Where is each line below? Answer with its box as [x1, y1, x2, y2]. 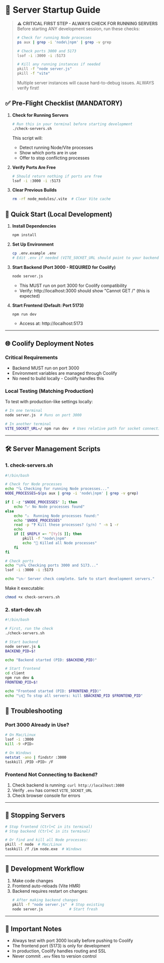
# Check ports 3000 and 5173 [17, 48, 77, 53]
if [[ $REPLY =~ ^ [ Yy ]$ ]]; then [14, 532, 82, 536]
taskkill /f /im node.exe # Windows [5, 847, 82, 852]
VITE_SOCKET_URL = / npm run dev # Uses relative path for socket [5, 426, 141, 431]
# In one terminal [5, 408, 42, 413]
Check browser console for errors [12, 792, 81, 798]
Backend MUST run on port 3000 [12, 365, 80, 371]
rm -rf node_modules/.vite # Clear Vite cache [12, 196, 111, 202]
